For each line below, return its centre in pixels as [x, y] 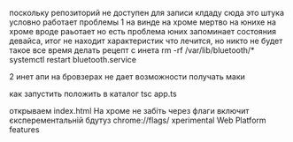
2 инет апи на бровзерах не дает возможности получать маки [127, 77]
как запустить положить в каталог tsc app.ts [93, 93]
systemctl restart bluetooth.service [73, 60]
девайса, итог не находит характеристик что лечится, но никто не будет [146, 41]
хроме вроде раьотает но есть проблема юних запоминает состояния [143, 31]
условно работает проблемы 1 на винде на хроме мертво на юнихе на [143, 22]
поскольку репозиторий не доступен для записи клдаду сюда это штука [147, 13]
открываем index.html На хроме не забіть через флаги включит [129, 111]
